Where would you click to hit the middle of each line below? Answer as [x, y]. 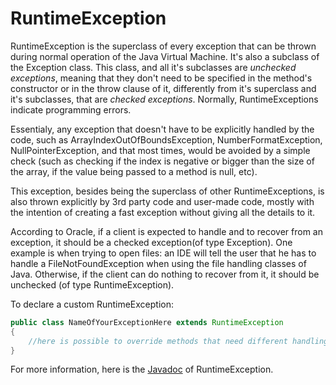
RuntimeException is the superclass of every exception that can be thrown [163, 46]
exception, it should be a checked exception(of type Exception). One [151, 242]
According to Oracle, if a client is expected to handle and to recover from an [166, 231]
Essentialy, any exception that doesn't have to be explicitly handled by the [162, 129]
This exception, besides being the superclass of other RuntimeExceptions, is [167, 191]
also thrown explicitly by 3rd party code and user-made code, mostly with [162, 201]
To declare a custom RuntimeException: [92, 304]
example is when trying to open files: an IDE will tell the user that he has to [163, 253]
